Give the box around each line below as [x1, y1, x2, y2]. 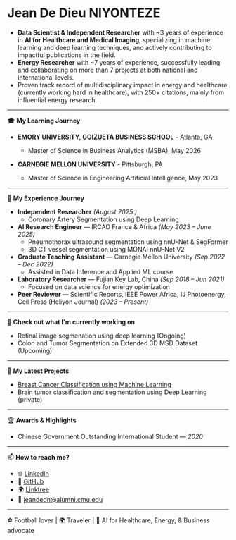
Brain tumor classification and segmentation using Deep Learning [17, 388, 207, 396]
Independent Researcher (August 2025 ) [17, 207, 137, 216]
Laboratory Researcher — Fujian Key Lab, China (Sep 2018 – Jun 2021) [17, 275, 225, 283]
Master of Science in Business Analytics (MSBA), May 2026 [27, 146, 202, 154]
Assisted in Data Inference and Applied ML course [27, 267, 173, 276]
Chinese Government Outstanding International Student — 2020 [17, 432, 204, 441]
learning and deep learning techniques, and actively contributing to [17, 43, 212, 51]
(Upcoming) [17, 346, 53, 355]
